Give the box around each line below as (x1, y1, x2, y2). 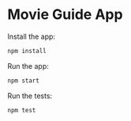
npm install (7, 47, 47, 55)
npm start (7, 77, 40, 85)
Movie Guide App (7, 6, 123, 24)
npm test (7, 106, 36, 114)
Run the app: (7, 61, 49, 70)
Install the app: (7, 32, 56, 41)
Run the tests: (7, 91, 53, 100)
